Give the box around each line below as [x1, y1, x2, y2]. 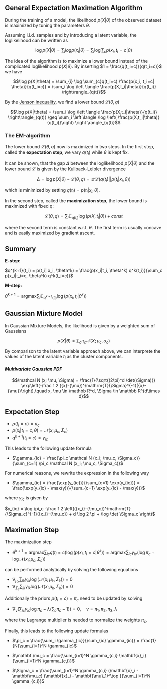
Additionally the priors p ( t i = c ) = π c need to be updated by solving [5, 595, 143, 602]
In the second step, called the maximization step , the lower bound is [5, 198, 147, 204]
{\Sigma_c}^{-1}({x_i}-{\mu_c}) [5, 511, 68, 517]
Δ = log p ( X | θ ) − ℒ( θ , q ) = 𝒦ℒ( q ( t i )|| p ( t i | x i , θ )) [37, 176, 131, 183]
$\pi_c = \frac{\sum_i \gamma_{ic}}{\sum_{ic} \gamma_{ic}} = [12, 637, 140, 643]
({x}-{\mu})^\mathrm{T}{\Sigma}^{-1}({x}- [59, 382, 146, 388]
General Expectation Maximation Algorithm [5, 4, 143, 12]
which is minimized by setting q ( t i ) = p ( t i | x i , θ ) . [5, 187, 100, 194]
